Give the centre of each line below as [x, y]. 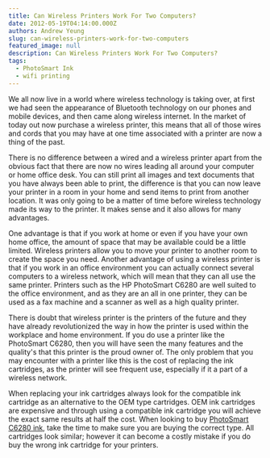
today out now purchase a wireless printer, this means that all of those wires [135, 124]
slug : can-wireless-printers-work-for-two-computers [99, 38]
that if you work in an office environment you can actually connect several [131, 267]
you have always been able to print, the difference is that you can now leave [135, 183]
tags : [17, 61]
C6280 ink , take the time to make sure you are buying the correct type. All [131, 427]
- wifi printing [43, 76]
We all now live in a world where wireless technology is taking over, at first [132, 99]
